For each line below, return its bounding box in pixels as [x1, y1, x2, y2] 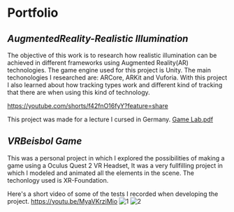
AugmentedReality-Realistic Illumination [7, 33, 189, 45]
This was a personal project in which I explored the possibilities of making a [7, 153, 225, 162]
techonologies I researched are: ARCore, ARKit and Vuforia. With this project [7, 73, 228, 82]
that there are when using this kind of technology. [7, 89, 150, 96]
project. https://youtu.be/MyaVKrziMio [7, 197, 118, 205]
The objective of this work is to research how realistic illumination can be [7, 51, 217, 59]
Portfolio [7, 5, 59, 21]
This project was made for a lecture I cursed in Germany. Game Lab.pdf [7, 115, 214, 123]
